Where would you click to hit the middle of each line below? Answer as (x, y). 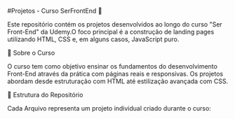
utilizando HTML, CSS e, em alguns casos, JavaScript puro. (93, 39)
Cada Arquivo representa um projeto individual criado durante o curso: (109, 108)
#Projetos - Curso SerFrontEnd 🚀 (55, 11)
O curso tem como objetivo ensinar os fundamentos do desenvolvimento (112, 66)
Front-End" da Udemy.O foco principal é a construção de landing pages (111, 32)
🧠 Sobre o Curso (31, 53)
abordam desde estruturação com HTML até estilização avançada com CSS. (118, 81)
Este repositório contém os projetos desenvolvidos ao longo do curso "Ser (115, 24)
